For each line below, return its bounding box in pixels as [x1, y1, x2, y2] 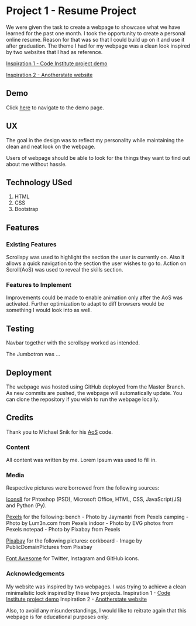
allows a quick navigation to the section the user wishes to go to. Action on [6, 260, 187, 267]
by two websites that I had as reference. [6, 48, 103, 55]
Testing [6, 323, 35, 333]
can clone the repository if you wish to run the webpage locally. [6, 396, 160, 403]
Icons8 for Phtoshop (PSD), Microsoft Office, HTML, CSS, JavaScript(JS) [6, 496, 182, 503]
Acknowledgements [6, 570, 65, 578]
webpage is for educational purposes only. [6, 613, 109, 620]
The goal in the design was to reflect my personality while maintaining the [6, 136, 184, 143]
